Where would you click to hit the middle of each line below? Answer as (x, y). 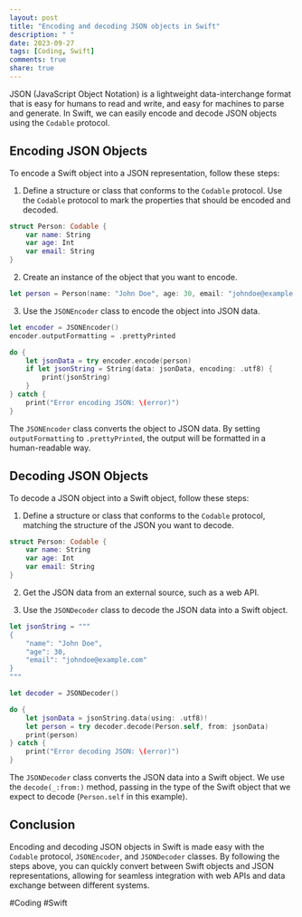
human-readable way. (50, 448)
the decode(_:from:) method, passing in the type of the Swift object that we (150, 787)
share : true (32, 69)
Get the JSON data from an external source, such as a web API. (141, 592)
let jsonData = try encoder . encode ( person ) (109, 361)
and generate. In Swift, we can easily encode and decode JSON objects (143, 113)
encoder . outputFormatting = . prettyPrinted (93, 336)
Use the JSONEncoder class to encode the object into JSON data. (141, 311)
